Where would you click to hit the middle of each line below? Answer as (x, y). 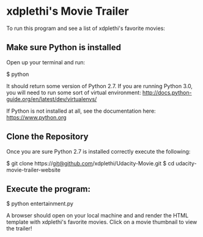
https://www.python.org (36, 117)
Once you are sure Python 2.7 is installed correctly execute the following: (98, 151)
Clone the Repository (47, 137)
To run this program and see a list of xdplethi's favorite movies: (86, 28)
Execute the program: (48, 189)
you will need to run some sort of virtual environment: (74, 92)
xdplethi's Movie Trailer (68, 11)
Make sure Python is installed (64, 47)
